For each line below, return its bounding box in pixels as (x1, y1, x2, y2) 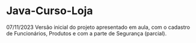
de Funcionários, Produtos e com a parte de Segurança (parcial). (6, 29, 167, 37)
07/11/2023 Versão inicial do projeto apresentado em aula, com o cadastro (6, 24, 191, 31)
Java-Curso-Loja (6, 4, 93, 18)
